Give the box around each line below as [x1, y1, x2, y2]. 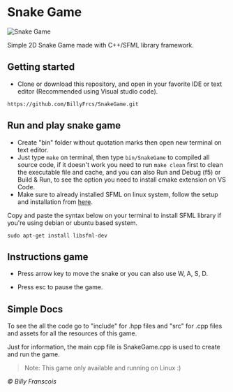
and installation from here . [17, 197, 93, 206]
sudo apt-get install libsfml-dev [7, 232, 108, 239]
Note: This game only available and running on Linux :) [24, 364, 181, 372]
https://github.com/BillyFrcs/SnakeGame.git [7, 101, 139, 108]
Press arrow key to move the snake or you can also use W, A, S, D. [17, 270, 208, 278]
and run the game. [7, 350, 61, 358]
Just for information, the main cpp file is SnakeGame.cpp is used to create [7, 343, 221, 351]
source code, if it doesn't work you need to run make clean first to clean [17, 160, 223, 168]
